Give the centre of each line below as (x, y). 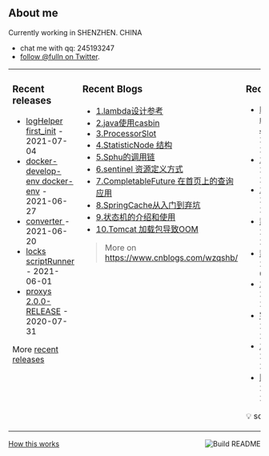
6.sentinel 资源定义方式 (140, 169)
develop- (44, 171)
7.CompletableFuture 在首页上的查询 (165, 181)
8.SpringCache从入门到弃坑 (148, 205)
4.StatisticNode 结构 (134, 145)
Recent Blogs (112, 89)
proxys (39, 291)
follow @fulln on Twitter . (60, 56)
